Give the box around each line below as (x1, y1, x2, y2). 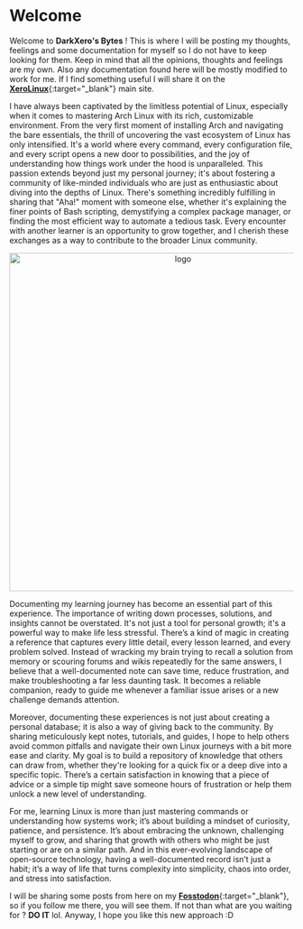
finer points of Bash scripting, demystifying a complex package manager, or (9, 206, 291, 216)
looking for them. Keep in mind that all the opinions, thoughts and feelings (9, 54, 284, 65)
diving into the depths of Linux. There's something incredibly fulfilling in (9, 187, 276, 198)
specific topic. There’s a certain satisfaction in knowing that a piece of (9, 768, 270, 780)
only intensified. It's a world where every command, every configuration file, (9, 139, 293, 150)
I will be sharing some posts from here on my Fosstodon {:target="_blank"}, (9, 890, 289, 901)
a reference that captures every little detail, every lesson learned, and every (9, 637, 291, 648)
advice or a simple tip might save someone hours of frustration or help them (9, 778, 292, 789)
